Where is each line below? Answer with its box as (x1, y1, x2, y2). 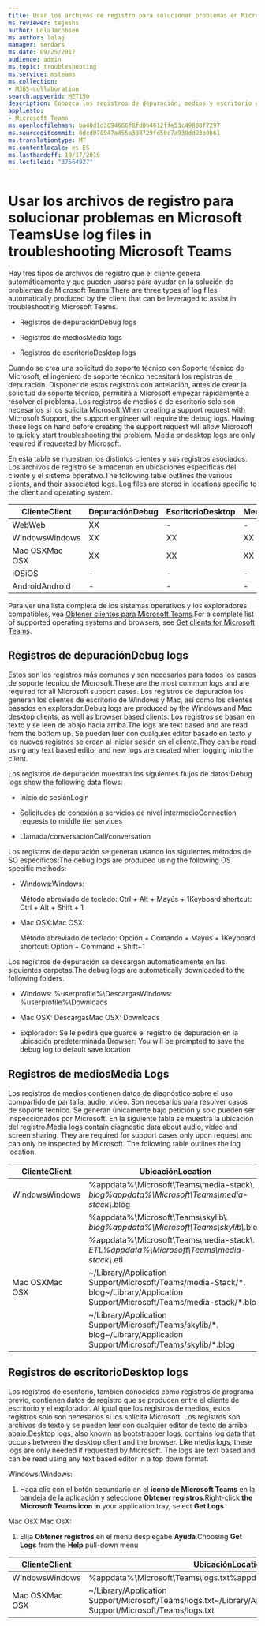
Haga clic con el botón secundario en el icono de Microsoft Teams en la (19, 1484, 256, 1493)
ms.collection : (8, 77, 58, 85)
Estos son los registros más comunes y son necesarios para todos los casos (8, 670, 256, 679)
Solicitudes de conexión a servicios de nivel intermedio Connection (19, 808, 237, 817)
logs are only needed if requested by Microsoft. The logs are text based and (8, 1445, 256, 1455)
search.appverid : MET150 (8, 92, 90, 100)
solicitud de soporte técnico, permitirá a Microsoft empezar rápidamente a (8, 388, 250, 398)
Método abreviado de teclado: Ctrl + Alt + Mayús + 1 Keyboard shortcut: (19, 894, 252, 903)
